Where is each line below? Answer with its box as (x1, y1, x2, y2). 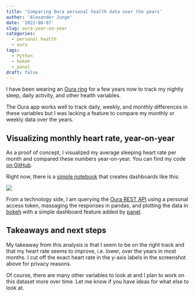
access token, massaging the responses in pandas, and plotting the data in (6, 202, 188, 209)
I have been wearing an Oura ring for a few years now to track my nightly (6, 85, 184, 93)
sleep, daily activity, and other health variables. (6, 92, 121, 99)
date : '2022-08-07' (6, 20, 54, 26)
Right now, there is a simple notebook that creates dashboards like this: (6, 173, 180, 180)
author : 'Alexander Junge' (6, 14, 73, 20)
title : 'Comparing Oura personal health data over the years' (6, 8, 162, 15)
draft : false (6, 69, 38, 75)
